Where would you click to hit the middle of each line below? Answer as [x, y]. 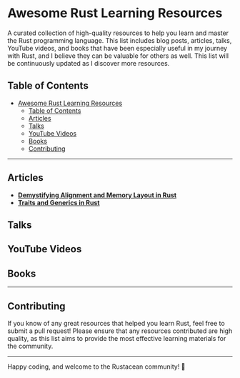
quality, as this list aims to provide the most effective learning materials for [117, 338]
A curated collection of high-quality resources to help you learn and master [118, 33]
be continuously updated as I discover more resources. [89, 63]
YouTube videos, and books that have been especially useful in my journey [117, 48]
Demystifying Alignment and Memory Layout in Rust [97, 195]
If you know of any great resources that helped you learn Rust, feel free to [116, 323]
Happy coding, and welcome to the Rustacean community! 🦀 [96, 367]
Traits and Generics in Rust [59, 202]
